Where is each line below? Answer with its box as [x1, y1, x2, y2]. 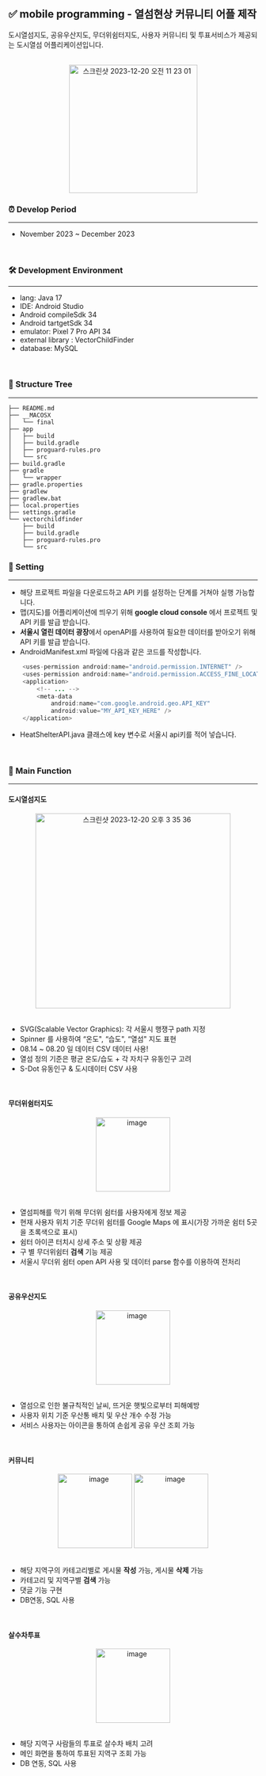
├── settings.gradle [8, 508, 77, 516]
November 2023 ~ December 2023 [19, 229, 135, 239]
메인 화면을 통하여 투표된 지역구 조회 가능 [19, 1749, 147, 1759]
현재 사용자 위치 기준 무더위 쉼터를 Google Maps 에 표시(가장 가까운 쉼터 [19, 1217, 245, 1226]
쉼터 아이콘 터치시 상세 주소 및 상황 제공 [19, 1237, 142, 1246]
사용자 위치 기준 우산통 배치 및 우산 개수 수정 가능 [19, 1410, 172, 1420]
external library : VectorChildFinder [19, 335, 135, 345]
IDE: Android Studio [19, 302, 85, 311]
